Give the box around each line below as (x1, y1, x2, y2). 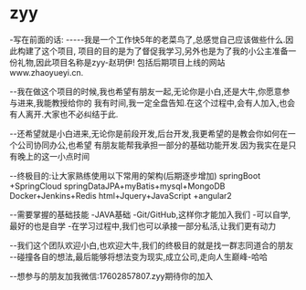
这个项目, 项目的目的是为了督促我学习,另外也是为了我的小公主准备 (40, 45, 290, 57)
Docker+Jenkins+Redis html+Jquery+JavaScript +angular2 (9, 190, 233, 201)
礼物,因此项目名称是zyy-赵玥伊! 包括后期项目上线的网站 (16, 57, 226, 67)
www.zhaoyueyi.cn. (9, 67, 84, 78)
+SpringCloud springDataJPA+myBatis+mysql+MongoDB (9, 181, 226, 192)
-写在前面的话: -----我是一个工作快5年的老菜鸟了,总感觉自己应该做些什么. (9, 34, 286, 45)
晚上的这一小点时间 (16, 150, 90, 161)
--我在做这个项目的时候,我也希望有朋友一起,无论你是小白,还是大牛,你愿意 (9, 86, 283, 97)
